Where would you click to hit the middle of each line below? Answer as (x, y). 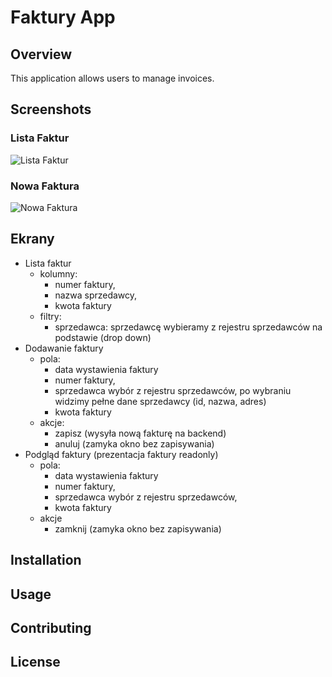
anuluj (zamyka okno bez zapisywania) (134, 443)
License (35, 662)
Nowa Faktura (45, 186)
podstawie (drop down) (103, 337)
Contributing (51, 627)
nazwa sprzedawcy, (96, 295)
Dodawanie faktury (64, 348)
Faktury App (63, 17)
